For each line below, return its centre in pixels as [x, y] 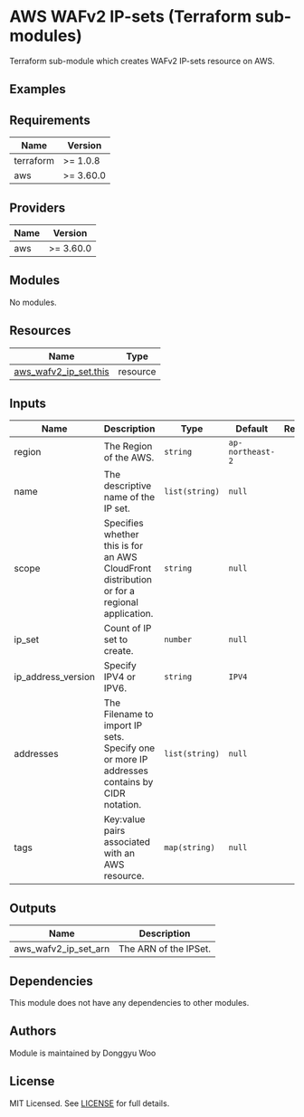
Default [252, 429]
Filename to [128, 715]
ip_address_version [54, 677]
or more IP [126, 760]
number [178, 640]
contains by [128, 782]
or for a [119, 592]
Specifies [123, 524]
